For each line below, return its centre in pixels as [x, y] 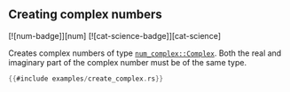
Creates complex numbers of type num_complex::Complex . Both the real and [145, 53]
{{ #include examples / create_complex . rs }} [86, 79]
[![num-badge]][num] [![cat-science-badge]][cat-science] [114, 35]
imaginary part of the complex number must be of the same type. [128, 62]
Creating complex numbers [86, 15]
